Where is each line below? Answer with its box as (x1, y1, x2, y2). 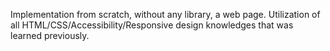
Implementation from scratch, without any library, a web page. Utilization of (10, 9, 321, 20)
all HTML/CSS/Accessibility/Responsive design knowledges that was (10, 19, 294, 31)
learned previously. (10, 30, 90, 41)
